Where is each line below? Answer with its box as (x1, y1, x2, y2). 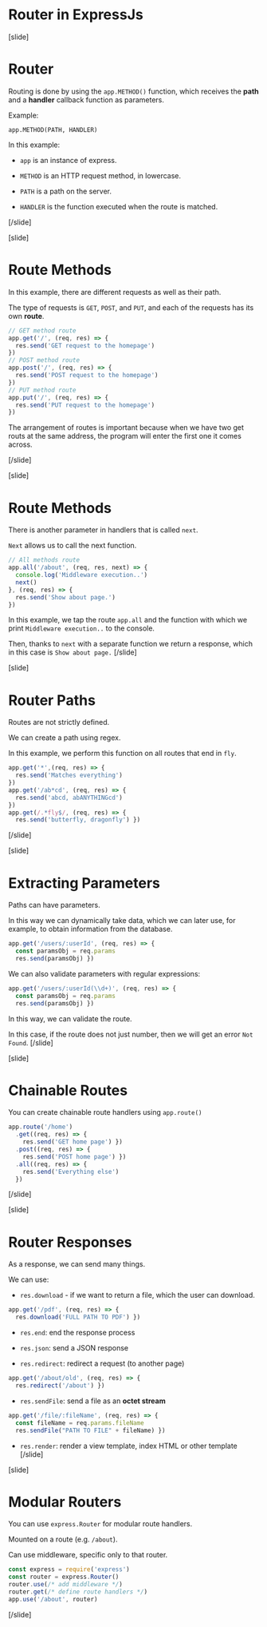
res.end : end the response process (19, 1328, 135, 1338)
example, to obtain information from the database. (8, 925, 173, 934)
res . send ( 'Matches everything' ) (15, 771, 124, 780)
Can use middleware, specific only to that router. (8, 1550, 168, 1560)
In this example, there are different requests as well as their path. (8, 287, 222, 296)
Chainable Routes (8, 1081, 128, 1100)
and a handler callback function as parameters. (8, 94, 165, 105)
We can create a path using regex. (8, 733, 121, 742)
